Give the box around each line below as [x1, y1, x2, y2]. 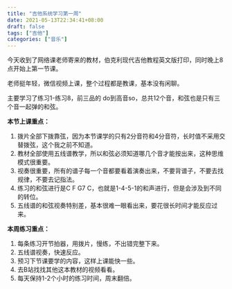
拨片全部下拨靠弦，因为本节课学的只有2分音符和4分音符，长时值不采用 [17, 132, 220, 141]
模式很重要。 [17, 158, 54, 166]
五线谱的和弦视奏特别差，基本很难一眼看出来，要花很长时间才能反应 [17, 202, 212, 210]
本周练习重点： [7, 225, 50, 233]
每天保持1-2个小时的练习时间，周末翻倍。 [17, 274, 136, 283]
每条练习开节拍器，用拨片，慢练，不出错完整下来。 [17, 240, 163, 248]
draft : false [7, 23, 45, 30]
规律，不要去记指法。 [17, 175, 78, 184]
